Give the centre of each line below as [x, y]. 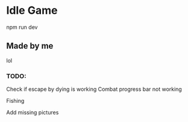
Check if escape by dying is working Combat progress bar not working [94, 89]
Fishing [15, 101]
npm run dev [22, 27]
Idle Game [32, 11]
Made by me [30, 46]
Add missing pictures [33, 112]
